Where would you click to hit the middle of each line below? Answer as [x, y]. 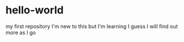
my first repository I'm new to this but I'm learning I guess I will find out [92, 26]
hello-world [35, 10]
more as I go [21, 32]
